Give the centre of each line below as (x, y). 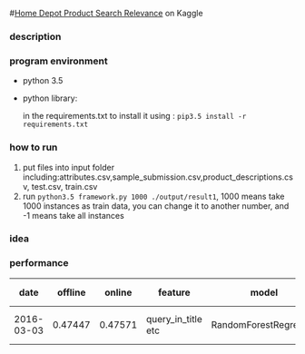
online (118, 292)
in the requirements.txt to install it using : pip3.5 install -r (134, 116)
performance (39, 263)
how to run (34, 147)
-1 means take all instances (73, 215)
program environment (59, 61)
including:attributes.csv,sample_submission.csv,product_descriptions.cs (157, 177)
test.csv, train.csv (64, 186)
